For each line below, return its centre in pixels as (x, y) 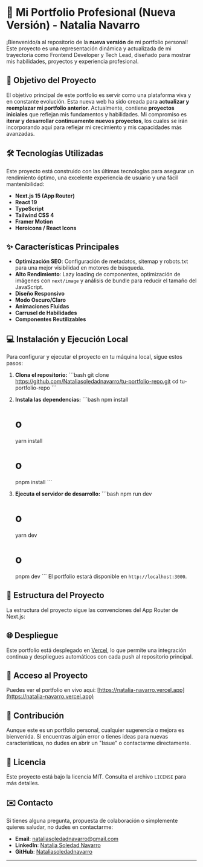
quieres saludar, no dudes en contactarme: (60, 827)
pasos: (14, 364)
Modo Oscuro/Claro (40, 300)
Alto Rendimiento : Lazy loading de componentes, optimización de (98, 274)
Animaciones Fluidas (42, 307)
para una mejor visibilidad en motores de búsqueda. (80, 268)
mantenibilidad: (25, 184)
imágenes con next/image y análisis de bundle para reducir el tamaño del (106, 281)
